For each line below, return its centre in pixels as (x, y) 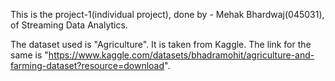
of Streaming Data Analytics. (69, 25)
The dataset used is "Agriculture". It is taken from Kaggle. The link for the (161, 44)
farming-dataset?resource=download (87, 65)
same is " (29, 55)
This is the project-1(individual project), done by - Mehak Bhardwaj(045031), (167, 14)
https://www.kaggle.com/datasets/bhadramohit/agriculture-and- (181, 55)
